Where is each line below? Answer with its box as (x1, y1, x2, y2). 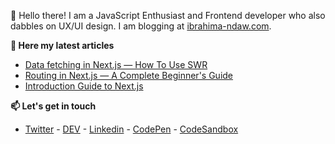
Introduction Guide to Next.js (24, 80, 144, 92)
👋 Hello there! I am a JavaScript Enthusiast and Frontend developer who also (10, 10, 326, 21)
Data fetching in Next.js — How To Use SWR (24, 59, 208, 70)
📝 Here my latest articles (10, 40, 115, 51)
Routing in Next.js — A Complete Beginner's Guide (24, 70, 234, 81)
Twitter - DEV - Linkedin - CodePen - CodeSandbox (24, 123, 239, 135)
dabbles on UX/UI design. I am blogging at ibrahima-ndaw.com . (10, 20, 272, 32)
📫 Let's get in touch (10, 100, 97, 112)
